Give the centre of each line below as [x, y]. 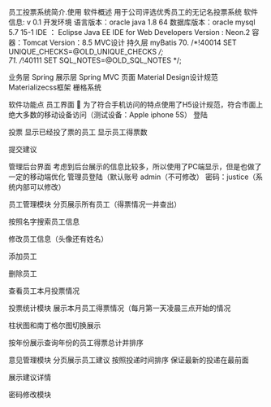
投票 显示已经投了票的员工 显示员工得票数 [78, 132]
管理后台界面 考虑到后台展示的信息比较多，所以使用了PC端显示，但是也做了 [135, 166]
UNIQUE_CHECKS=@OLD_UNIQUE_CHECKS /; [86, 52]
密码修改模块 [30, 394]
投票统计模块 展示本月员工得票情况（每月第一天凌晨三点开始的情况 [120, 308]
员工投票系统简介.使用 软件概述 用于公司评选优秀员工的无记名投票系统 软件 [133, 12]
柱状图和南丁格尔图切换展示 [55, 325]
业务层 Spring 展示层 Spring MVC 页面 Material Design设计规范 [114, 77]
